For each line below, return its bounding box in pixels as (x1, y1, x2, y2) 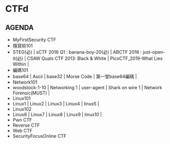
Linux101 (12, 95, 31, 101)
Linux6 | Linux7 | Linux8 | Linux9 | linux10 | (12, 112, 102, 117)
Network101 (12, 79, 38, 85)
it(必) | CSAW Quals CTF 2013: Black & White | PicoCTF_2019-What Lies (12, 55, 163, 61)
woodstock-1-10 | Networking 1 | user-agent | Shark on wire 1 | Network (12, 85, 162, 90)
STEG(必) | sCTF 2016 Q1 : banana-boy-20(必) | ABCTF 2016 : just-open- (12, 49, 165, 55)
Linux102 (12, 106, 32, 112)
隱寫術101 (12, 43, 33, 49)
